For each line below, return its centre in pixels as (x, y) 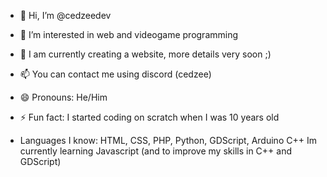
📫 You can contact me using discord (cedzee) (115, 74)
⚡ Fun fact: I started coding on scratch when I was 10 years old (149, 117)
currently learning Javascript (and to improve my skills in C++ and (155, 151)
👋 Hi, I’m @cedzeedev (65, 15)
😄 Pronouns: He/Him (63, 97)
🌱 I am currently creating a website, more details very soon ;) (145, 54)
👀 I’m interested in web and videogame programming (129, 34)
